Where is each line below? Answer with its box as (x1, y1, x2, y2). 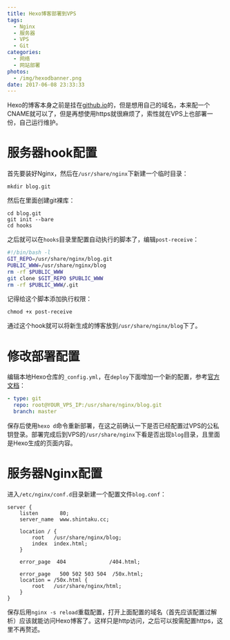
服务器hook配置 (7, 145, 98, 161)
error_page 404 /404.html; (19, 558, 140, 565)
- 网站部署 (13, 62, 41, 69)
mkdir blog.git (7, 183, 51, 191)
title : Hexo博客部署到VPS (7, 10, 77, 17)
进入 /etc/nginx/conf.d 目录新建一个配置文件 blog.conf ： (7, 490, 167, 498)
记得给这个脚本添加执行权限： (7, 295, 92, 303)
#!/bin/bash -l (7, 249, 51, 257)
